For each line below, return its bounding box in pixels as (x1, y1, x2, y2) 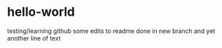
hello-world (7, 4, 76, 20)
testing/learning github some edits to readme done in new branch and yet (7, 27, 215, 35)
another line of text (7, 34, 61, 42)
